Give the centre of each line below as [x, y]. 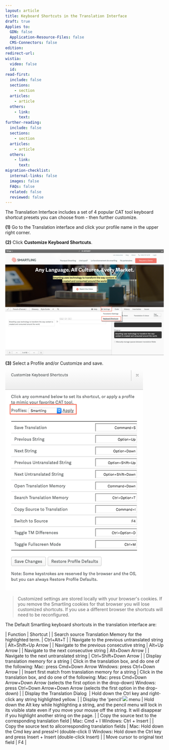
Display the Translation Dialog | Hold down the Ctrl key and [87, 693]
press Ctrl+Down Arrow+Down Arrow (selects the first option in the [75, 688]
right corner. [18, 233]
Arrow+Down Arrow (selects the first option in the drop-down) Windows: [81, 682]
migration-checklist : [28, 171]
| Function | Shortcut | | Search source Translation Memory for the [74, 634]
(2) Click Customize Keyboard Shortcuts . [49, 242]
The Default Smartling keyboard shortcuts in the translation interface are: [81, 624]
